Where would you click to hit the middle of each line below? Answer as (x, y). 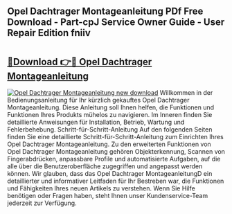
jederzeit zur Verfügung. (42, 203)
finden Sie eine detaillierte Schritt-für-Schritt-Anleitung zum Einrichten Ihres (115, 137)
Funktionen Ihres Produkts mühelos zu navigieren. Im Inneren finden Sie (110, 115)
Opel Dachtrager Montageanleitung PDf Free (105, 11)
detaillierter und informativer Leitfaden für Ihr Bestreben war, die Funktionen (116, 181)
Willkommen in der (186, 92)
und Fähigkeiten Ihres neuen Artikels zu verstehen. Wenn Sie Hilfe (101, 188)
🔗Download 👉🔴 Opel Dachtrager (80, 62)
